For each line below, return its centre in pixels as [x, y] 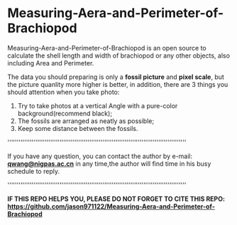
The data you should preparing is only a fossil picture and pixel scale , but [116, 77]
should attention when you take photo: [64, 92]
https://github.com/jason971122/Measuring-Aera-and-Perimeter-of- [111, 206]
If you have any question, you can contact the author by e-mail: [100, 156]
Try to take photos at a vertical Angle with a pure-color [98, 105]
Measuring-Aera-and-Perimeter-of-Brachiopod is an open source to [107, 48]
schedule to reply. [34, 171]
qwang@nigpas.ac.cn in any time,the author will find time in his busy [109, 163]
